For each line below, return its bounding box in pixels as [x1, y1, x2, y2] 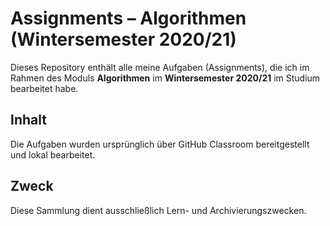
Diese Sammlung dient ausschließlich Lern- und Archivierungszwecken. [10, 204, 307, 216]
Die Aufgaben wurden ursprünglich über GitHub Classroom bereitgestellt [10, 138, 310, 150]
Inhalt [10, 112, 47, 129]
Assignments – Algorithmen [10, 7, 247, 30]
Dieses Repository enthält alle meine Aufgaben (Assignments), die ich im [10, 61, 310, 73]
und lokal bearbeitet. [10, 148, 96, 161]
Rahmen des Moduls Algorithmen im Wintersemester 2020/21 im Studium [10, 72, 321, 84]
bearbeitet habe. [10, 82, 79, 94]
